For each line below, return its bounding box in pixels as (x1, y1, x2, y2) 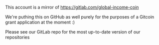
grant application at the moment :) (5, 19, 75, 25)
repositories (5, 34, 30, 40)
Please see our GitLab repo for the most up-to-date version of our (5, 29, 141, 34)
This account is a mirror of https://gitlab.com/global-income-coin (5, 4, 139, 10)
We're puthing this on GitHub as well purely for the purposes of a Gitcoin (5, 14, 155, 19)
